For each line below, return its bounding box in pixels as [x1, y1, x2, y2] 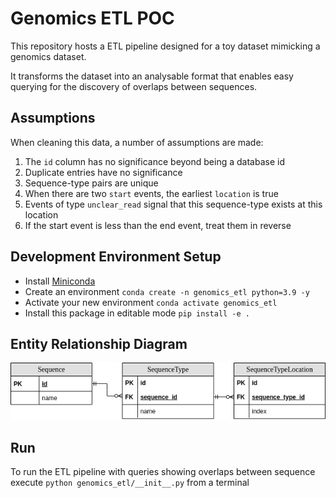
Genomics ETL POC [10, 7, 175, 30]
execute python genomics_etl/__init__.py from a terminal [10, 477, 250, 489]
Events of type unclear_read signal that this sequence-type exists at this [24, 198, 323, 210]
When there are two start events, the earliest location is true [24, 187, 279, 199]
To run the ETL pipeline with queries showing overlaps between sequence [10, 466, 316, 478]
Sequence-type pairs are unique [24, 177, 159, 189]
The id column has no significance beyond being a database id [24, 155, 285, 167]
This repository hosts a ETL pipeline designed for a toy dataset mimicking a [10, 40, 321, 52]
